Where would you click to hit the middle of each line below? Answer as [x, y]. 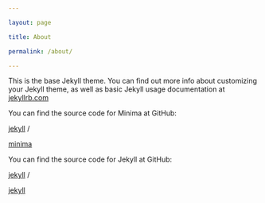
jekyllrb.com [29, 98]
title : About [30, 37]
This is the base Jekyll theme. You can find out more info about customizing [132, 81]
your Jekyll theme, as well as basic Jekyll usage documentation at [117, 89]
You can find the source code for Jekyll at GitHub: [90, 159]
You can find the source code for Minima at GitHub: [93, 113]
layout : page [30, 22]
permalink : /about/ [41, 51]
